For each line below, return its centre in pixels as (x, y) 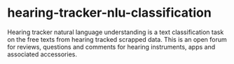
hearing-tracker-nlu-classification (109, 13)
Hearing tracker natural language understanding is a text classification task (116, 32)
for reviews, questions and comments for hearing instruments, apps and (111, 47)
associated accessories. (42, 54)
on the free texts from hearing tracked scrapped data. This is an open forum (117, 39)
